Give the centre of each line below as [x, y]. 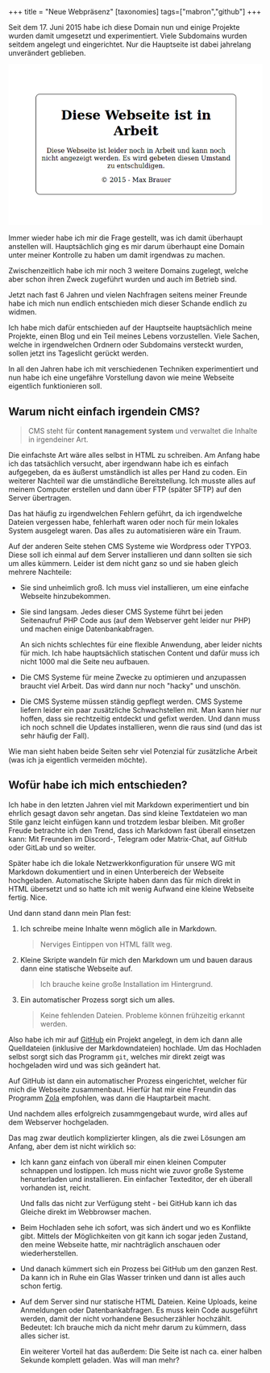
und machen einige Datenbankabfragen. [87, 629]
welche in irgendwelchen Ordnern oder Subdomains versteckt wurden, [126, 345]
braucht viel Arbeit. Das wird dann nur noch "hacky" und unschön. [131, 686]
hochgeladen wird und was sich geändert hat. [85, 1065]
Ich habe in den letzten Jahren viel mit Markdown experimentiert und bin [129, 805]
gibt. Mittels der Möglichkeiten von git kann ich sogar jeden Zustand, [134, 1236]
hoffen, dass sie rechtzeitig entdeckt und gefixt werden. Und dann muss [140, 719]
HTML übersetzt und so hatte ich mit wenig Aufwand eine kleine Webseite [131, 888]
